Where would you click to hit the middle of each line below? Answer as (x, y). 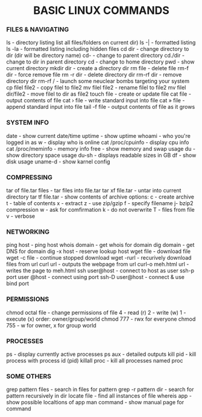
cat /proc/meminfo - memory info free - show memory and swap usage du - (101, 148)
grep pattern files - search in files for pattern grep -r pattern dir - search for (100, 389)
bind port (17, 284)
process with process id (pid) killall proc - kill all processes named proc (95, 360)
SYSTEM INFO (28, 123)
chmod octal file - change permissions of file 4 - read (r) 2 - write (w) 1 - (96, 312)
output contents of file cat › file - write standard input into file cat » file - (96, 100)
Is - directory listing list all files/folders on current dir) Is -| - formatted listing (101, 42)
